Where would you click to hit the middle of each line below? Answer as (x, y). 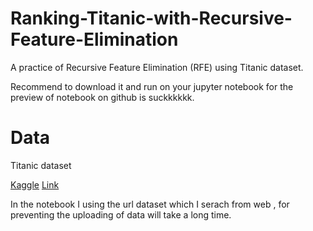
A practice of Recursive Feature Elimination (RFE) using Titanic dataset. (157, 67)
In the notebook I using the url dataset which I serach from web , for (150, 204)
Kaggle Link (35, 184)
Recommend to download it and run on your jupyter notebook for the (152, 86)
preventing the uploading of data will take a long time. (121, 214)
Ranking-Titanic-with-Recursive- (151, 18)
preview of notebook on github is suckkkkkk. (102, 97)
